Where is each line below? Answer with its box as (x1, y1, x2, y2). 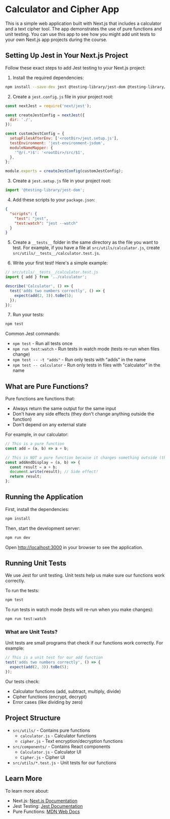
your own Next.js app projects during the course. (5, 37, 108, 43)
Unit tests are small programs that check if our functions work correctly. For (5, 640, 163, 646)
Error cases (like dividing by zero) (12, 699, 83, 705)
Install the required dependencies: (12, 75, 84, 81)
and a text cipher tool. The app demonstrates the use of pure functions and (5, 25, 162, 31)
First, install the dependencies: (5, 506, 69, 512)
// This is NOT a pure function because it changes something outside (5, 455, 157, 460)
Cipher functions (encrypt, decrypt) (12, 694, 87, 700)
